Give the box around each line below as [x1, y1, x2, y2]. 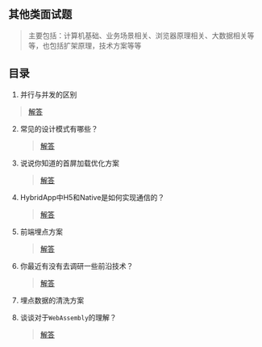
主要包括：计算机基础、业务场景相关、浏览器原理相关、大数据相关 [27, 31, 247, 40]
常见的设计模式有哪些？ [19, 123, 98, 133]
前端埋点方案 [19, 227, 63, 236]
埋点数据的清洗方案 [19, 295, 85, 305]
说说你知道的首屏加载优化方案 [19, 158, 119, 168]
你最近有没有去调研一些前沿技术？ [19, 261, 134, 270]
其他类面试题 [8, 7, 73, 22]
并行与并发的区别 [19, 90, 77, 99]
